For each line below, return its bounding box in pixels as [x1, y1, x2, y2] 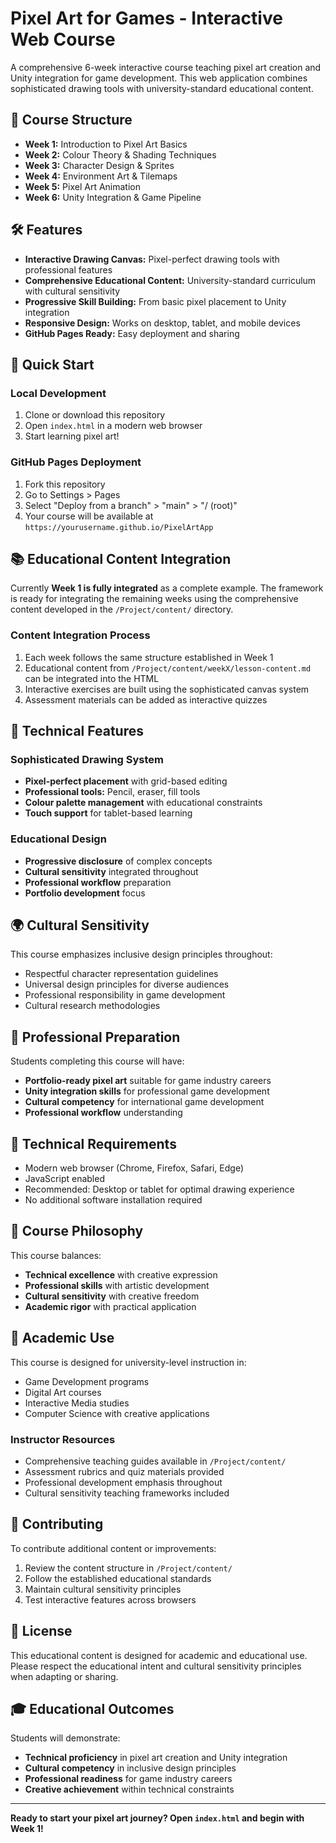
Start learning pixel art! [24, 430, 120, 442]
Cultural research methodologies [24, 1000, 161, 1012]
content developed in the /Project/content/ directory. [10, 603, 234, 616]
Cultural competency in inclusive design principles [24, 1762, 237, 1774]
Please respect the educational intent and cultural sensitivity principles [10, 1660, 302, 1672]
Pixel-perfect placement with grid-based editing [24, 775, 228, 787]
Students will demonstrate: [10, 1732, 121, 1744]
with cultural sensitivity [24, 285, 121, 297]
